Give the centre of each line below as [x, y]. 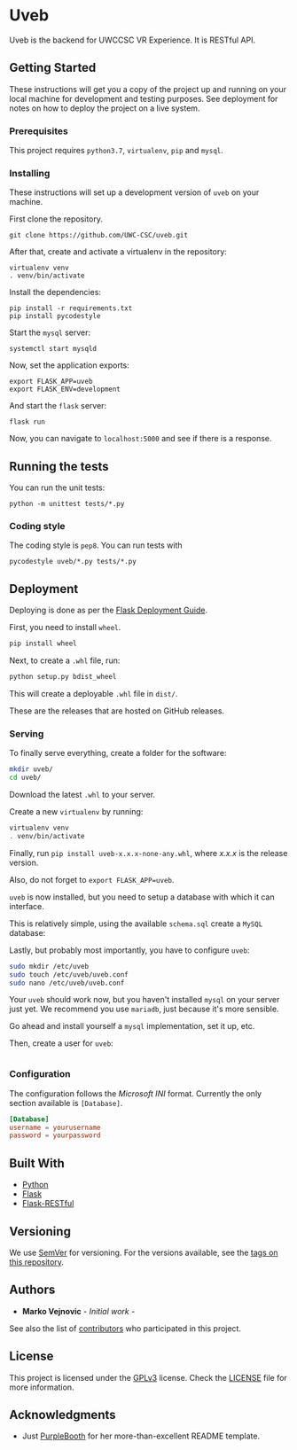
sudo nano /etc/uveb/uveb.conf [67, 983]
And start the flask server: [58, 406]
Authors [32, 1290]
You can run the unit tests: [57, 487]
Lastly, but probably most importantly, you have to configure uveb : [129, 950]
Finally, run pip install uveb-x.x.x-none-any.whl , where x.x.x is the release [148, 853]
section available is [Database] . [66, 1103]
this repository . [37, 1262]
